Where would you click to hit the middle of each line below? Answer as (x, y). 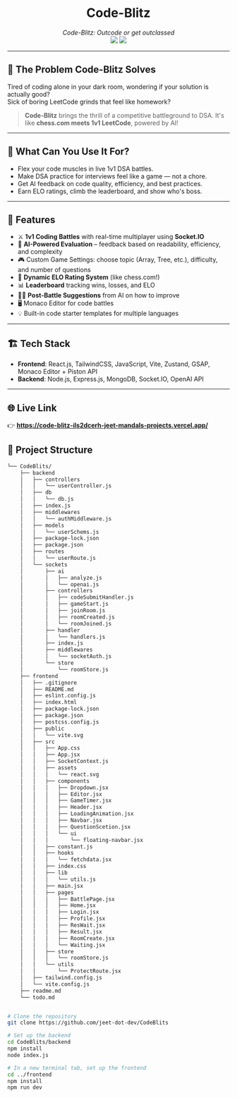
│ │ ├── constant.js (56, 847)
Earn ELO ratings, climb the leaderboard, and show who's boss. (110, 191)
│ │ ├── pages (47, 892)
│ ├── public (42, 728)
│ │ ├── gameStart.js (65, 604)
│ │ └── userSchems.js (60, 532)
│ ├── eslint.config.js (58, 696)
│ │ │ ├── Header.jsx (61, 807)
